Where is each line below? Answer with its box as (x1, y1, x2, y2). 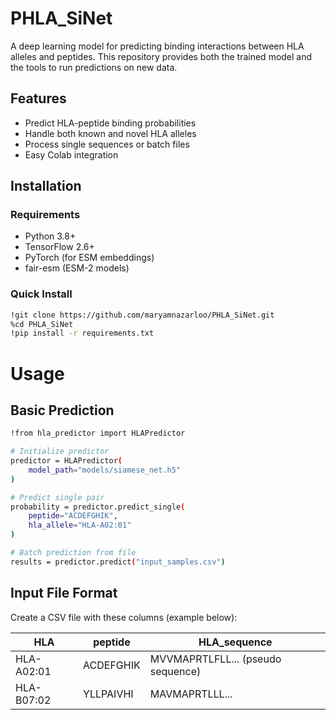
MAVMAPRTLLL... (149, 687, 233, 701)
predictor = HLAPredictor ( (10, 456, 123, 466)
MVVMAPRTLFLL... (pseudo (149, 652, 282, 666)
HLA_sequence (198, 635, 273, 649)
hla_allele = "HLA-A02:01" (28, 520, 132, 531)
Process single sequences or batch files (24, 138, 190, 150)
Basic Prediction (10, 402, 115, 419)
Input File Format (10, 585, 118, 602)
